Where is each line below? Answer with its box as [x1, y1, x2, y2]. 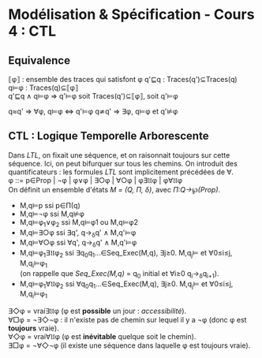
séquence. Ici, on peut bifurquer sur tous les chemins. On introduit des [8, 158, 238, 168]
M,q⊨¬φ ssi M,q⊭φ [19, 209, 85, 218]
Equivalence [8, 54, 71, 67]
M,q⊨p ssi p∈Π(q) [19, 200, 80, 210]
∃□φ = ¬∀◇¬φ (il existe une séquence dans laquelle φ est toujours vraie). [8, 341, 251, 350]
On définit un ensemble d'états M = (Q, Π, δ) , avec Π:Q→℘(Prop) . [8, 185, 221, 194]
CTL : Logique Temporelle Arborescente [8, 129, 209, 143]
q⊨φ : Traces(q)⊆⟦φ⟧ [8, 83, 79, 92]
